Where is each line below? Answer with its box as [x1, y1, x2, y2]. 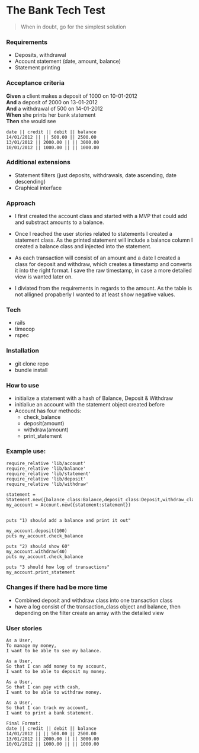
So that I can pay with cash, [6, 684, 81, 690]
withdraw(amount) [23, 426, 69, 433]
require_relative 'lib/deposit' [6, 476, 86, 482]
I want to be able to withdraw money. [6, 689, 102, 695]
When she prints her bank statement [6, 111, 96, 118]
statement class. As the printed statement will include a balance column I [14, 236, 193, 243]
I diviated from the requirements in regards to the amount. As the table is [14, 285, 192, 292]
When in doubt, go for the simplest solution [20, 23, 126, 30]
